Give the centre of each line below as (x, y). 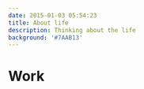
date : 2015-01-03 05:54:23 (53, 15)
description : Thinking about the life (72, 30)
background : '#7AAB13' (45, 37)
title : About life (38, 23)
